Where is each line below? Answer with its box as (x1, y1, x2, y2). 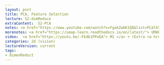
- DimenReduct (5, 52, 34, 58)
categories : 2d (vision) (5, 39, 56, 44)
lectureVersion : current (5, 43, 56, 48)
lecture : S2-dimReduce (5, 16, 51, 21)
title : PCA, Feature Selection (5, 12, 69, 17)
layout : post (5, 7, 32, 12)
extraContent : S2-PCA (5, 21, 51, 26)
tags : (5, 48, 16, 53)
